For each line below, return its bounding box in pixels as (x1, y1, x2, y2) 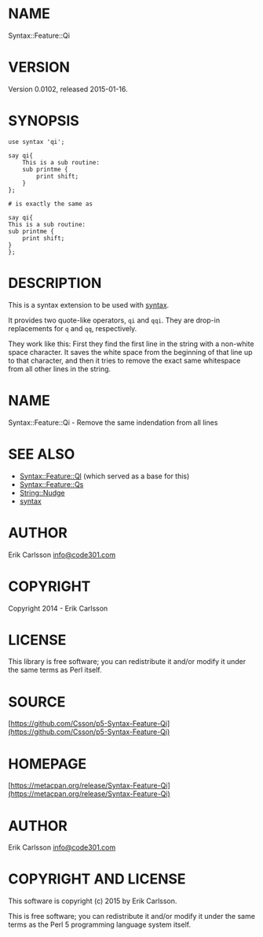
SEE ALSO (8, 445, 75, 463)
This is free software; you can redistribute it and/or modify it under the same (8, 912, 255, 921)
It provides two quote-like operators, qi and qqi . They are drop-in (8, 315, 221, 325)
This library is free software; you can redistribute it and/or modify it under (8, 657, 247, 666)
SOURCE (8, 693, 66, 710)
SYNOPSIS (8, 112, 80, 130)
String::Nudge (19, 488, 65, 497)
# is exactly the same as (8, 200, 93, 208)
